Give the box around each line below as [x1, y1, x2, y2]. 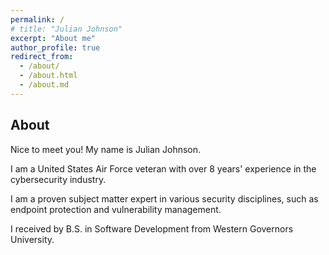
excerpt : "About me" [10, 33, 97, 43]
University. [10, 233, 55, 245]
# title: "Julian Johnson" [10, 24, 123, 34]
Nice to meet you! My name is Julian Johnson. [10, 143, 202, 155]
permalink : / [10, 14, 65, 25]
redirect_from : [10, 52, 74, 62]
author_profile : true [10, 42, 101, 53]
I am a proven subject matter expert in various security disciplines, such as [10, 192, 319, 205]
